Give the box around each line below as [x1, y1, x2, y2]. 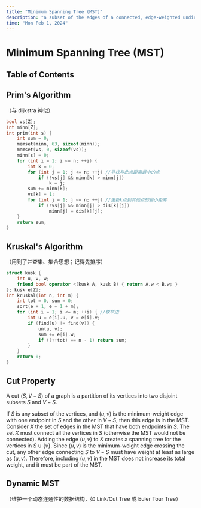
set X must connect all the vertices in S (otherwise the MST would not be [6, 429, 186, 436]
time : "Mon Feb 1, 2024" [6, 20, 68, 26]
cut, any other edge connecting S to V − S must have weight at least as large [6, 448, 195, 455]
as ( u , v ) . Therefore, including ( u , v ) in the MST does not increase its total [6, 455, 185, 462]
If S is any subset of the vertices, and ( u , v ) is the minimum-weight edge [6, 410, 184, 417]
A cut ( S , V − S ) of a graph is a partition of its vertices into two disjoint [6, 392, 178, 399]
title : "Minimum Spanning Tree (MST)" [6, 8, 103, 15]
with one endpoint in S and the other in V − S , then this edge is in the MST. [6, 416, 190, 423]
